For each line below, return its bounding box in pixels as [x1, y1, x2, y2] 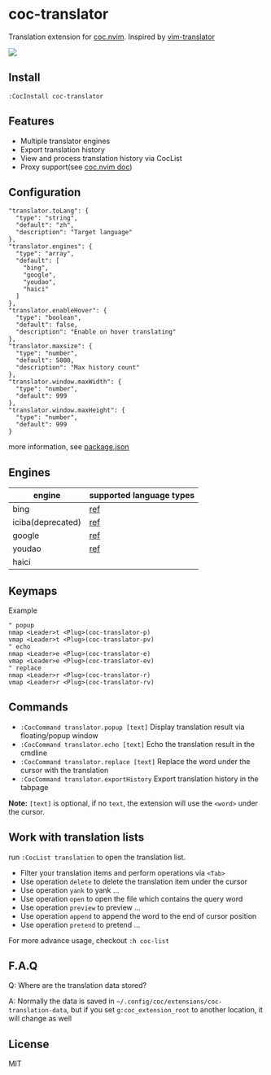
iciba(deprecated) [12, 517, 81, 528]
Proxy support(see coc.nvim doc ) [20, 162, 133, 172]
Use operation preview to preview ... [20, 902, 141, 912]
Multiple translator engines [20, 136, 111, 146]
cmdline [20, 748, 47, 758]
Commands [8, 701, 69, 714]
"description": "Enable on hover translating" [15, 328, 177, 336]
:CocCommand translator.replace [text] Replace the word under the [20, 756, 251, 766]
